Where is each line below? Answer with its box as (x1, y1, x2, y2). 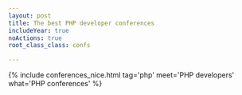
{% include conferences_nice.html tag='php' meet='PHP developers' (8, 70, 235, 80)
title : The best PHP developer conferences (8, 19, 155, 27)
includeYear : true (8, 26, 69, 34)
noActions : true (8, 34, 62, 42)
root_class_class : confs (8, 42, 91, 49)
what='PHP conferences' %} (8, 79, 103, 89)
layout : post (8, 11, 52, 20)
